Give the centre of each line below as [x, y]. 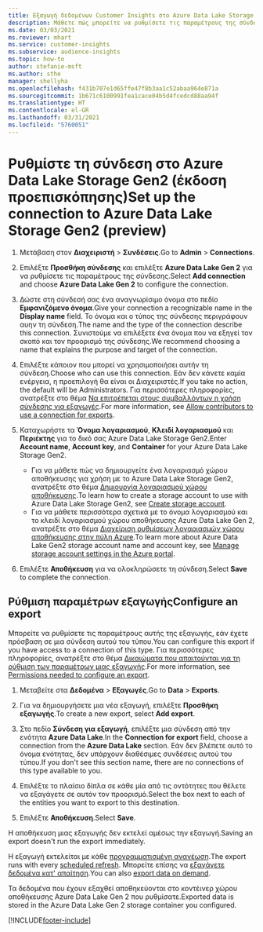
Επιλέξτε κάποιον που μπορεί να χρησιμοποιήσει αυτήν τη [114, 364]
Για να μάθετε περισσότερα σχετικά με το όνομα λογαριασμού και [139, 512]
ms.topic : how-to [36, 60]
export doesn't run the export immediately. [77, 841]
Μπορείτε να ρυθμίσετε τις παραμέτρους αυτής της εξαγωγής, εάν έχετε [128, 633]
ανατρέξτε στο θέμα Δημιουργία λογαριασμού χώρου [119, 487]
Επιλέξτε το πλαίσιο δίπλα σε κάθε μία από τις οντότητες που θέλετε [133, 785]
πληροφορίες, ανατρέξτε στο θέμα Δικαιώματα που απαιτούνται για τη [124, 658]
